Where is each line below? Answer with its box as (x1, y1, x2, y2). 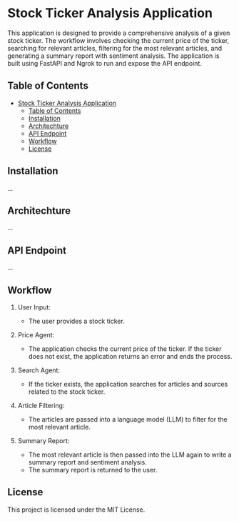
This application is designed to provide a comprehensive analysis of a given (7, 29, 230, 37)
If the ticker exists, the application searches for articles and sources (28, 380, 228, 388)
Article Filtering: (17, 402, 65, 410)
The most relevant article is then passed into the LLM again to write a (28, 450, 232, 459)
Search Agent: (17, 366, 61, 374)
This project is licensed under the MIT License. (7, 505, 146, 514)
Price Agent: (17, 331, 55, 339)
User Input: (17, 303, 51, 312)
